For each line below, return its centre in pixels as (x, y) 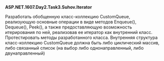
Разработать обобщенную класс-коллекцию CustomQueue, (68, 16)
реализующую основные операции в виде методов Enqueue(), (71, 22)
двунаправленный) (25, 53)
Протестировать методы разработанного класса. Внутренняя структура (82, 37)
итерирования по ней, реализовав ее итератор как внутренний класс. (79, 32)
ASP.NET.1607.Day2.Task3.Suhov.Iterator (49, 7)
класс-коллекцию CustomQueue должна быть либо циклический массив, (82, 43)
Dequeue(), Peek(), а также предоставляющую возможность (69, 27)
